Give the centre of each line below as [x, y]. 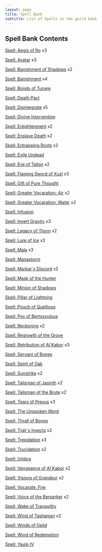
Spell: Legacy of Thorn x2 [31, 231]
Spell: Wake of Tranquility [31, 506]
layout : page [18, 10]
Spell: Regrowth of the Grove [34, 335]
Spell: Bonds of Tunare [28, 88]
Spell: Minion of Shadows [31, 288]
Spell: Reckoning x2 [25, 326]
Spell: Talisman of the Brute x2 [36, 392]
